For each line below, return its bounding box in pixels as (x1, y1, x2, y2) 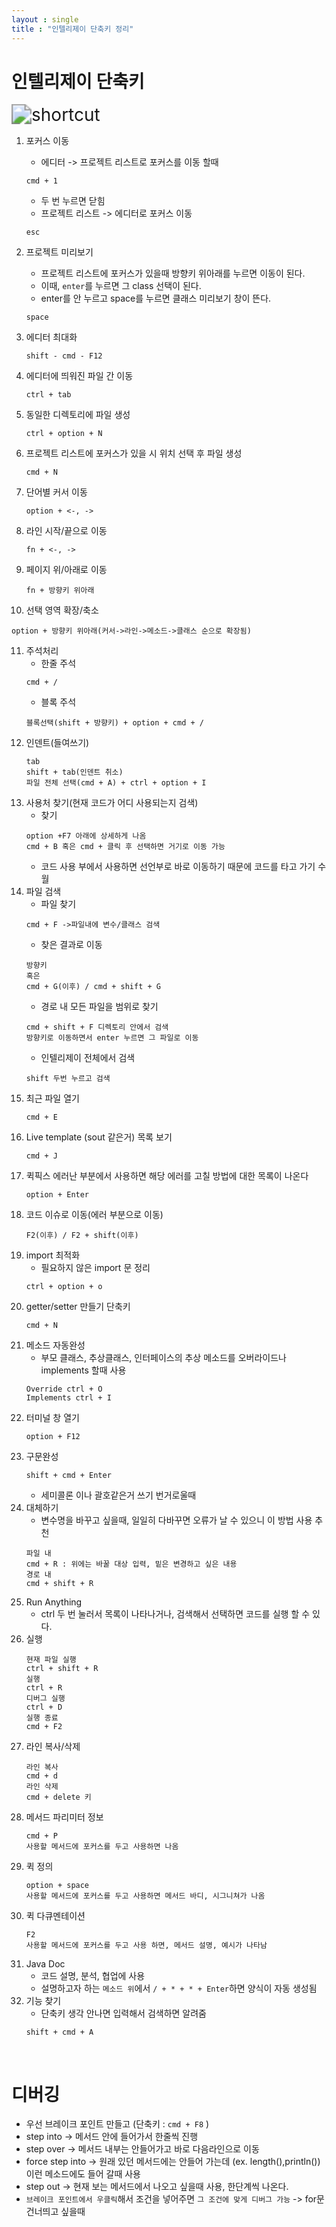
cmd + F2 (25, 1722, 63, 1732)
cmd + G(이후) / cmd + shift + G (25, 982, 161, 992)
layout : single (11, 14, 79, 25)
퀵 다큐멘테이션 (25, 1910, 86, 1922)
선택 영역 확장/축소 (25, 604, 99, 616)
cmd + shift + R (25, 1579, 94, 1589)
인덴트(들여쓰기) (25, 737, 90, 749)
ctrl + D (25, 1702, 63, 1713)
